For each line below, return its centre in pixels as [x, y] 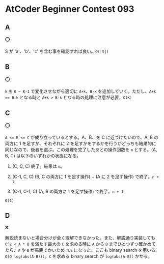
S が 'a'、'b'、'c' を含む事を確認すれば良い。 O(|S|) [57, 51]
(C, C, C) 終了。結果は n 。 [38, 166]
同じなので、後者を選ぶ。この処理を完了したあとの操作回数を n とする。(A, [81, 149]
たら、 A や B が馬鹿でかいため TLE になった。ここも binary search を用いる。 [82, 250]
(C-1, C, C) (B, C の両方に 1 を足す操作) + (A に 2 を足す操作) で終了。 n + [85, 176]
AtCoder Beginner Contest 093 [70, 9]
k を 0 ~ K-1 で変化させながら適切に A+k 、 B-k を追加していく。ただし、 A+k [81, 91]
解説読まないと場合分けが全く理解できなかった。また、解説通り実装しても [80, 238]
